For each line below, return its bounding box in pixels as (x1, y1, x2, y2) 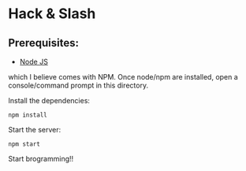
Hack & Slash (8, 5, 96, 23)
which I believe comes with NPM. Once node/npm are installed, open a (8, 72, 238, 81)
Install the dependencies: (8, 96, 91, 105)
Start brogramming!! (8, 154, 74, 163)
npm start (8, 140, 41, 148)
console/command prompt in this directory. (8, 80, 148, 90)
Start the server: (8, 125, 61, 134)
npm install (8, 111, 47, 119)
